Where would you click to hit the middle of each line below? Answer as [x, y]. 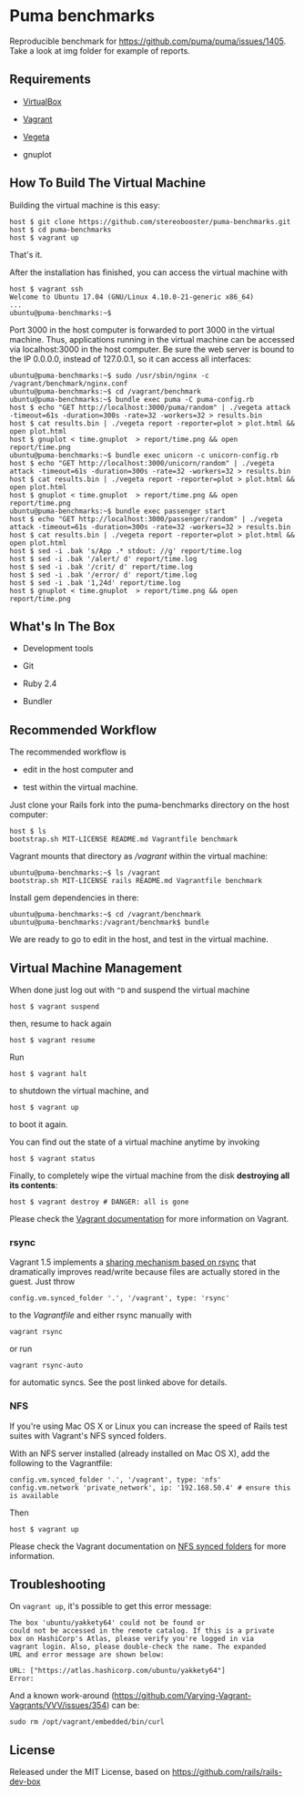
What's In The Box [62, 626]
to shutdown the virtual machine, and [79, 1091]
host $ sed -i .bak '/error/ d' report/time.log [103, 575]
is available [34, 1495]
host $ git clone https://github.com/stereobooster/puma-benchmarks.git [150, 221]
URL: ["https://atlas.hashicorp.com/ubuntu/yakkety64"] [117, 1671]
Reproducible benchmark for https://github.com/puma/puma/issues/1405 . [148, 41]
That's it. [26, 254]
